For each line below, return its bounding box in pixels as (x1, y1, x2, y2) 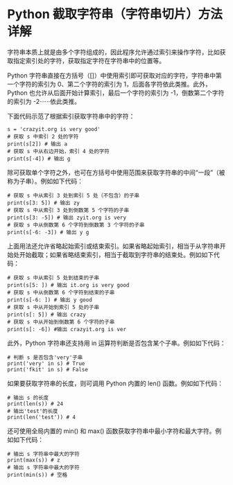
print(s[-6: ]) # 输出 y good (7, 296, 92, 303)
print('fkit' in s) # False (7, 366, 89, 373)
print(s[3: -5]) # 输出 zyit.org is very (7, 214, 127, 221)
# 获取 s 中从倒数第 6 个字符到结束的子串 (7, 289, 115, 296)
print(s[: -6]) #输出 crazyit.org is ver (7, 326, 127, 333)
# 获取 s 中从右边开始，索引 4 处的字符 (7, 148, 110, 155)
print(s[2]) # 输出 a (7, 140, 68, 148)
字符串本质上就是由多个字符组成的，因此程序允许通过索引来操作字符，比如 (7, 48, 220, 56)
